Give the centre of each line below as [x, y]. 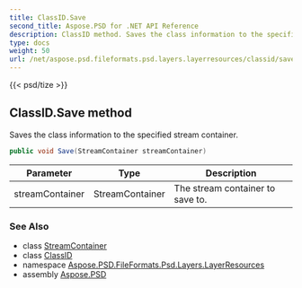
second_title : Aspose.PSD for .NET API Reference [104, 26]
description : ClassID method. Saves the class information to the [136, 34]
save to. [191, 199]
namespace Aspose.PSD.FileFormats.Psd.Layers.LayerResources [143, 265]
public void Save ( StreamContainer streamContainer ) [108, 151]
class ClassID [47, 255]
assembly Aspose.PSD [64, 274]
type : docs [30, 43]
